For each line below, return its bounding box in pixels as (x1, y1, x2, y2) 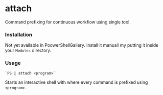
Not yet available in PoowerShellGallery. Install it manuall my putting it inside (5, 42, 159, 48)
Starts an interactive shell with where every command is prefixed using (5, 79, 148, 85)
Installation (5, 31, 33, 38)
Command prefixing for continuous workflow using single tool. (5, 19, 131, 25)
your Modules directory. (5, 47, 51, 54)
